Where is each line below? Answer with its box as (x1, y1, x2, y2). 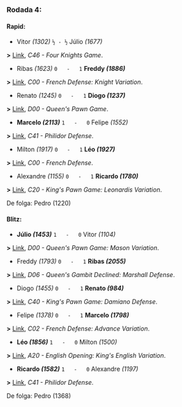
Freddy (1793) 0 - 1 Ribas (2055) (16, 257, 126, 265)
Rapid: (6, 22, 26, 31)
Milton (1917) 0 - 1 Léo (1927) (16, 145, 115, 153)
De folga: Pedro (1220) (6, 199, 71, 208)
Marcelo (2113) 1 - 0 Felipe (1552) (16, 118, 129, 126)
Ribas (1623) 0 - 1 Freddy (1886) (16, 65, 126, 73)
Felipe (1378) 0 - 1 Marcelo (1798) (16, 311, 129, 319)
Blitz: (6, 215, 22, 223)
